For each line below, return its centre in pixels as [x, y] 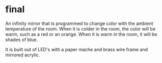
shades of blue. [22, 40]
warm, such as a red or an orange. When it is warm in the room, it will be [81, 34]
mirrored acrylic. [23, 55]
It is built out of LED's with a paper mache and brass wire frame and [77, 49]
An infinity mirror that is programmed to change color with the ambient [79, 23]
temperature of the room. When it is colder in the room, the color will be [80, 28]
